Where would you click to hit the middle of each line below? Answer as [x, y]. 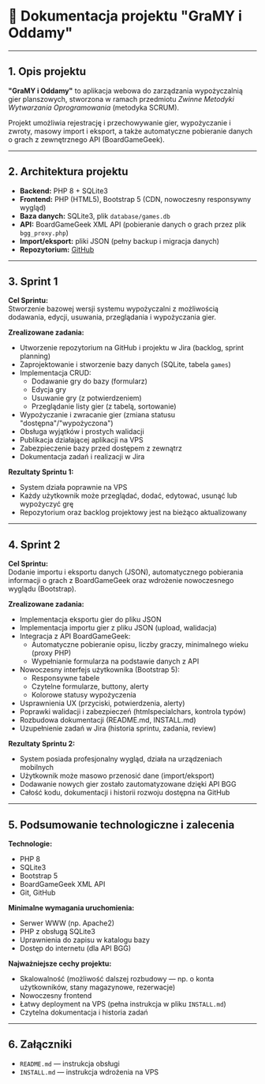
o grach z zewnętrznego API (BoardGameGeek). [87, 139]
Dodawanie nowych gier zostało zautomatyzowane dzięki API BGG [128, 784]
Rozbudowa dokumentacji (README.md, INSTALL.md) [108, 720]
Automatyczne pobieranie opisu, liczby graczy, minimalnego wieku [140, 645]
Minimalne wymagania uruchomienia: [71, 908]
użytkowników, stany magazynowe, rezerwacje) [97, 987]
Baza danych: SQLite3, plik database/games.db [95, 215]
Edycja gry [49, 390]
